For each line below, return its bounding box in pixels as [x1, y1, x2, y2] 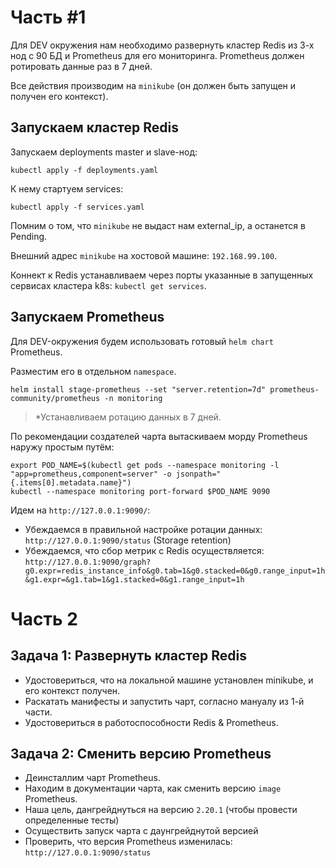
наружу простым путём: [10, 441, 115, 453]
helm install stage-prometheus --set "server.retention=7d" [10, 384, 267, 395]
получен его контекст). [10, 90, 109, 102]
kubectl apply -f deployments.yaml [10, 165, 159, 175]
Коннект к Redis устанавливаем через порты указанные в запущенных [10, 269, 314, 281]
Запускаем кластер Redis [10, 119, 179, 136]
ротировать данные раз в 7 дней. [10, 60, 153, 72]
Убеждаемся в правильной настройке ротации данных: [24, 523, 263, 535]
